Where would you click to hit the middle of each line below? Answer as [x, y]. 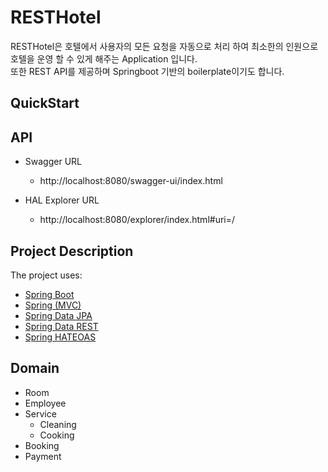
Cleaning [58, 424]
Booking [42, 445]
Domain [35, 368]
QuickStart [45, 103]
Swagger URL [53, 162]
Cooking [57, 435]
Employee [45, 403]
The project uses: [46, 275]
